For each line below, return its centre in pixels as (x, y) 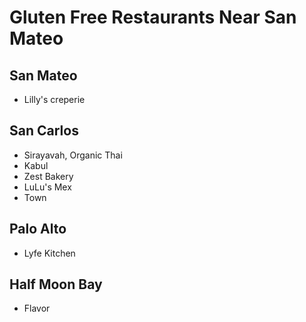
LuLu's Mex (47, 187)
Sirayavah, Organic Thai (73, 155)
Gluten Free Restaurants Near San (153, 17)
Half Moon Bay (56, 284)
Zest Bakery (48, 176)
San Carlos (44, 131)
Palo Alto (38, 229)
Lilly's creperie (54, 99)
